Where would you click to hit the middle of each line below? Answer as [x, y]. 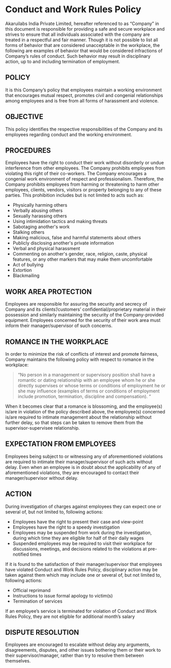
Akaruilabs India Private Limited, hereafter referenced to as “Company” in [82, 23]
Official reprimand [32, 590]
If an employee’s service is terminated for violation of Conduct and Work [81, 611]
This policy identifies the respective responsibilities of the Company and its [84, 129]
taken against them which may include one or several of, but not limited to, [83, 575]
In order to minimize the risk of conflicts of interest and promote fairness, [82, 354]
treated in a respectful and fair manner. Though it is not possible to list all [82, 40]
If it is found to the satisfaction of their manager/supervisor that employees [84, 564]
